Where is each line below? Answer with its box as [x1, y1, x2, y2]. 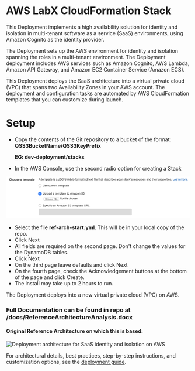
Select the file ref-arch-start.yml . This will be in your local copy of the [14, 224, 184, 231]
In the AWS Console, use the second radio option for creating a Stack [14, 165, 182, 172]
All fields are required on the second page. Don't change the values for [14, 242, 186, 250]
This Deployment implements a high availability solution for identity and [6, 23, 178, 30]
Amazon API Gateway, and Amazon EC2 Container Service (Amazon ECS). [6, 66, 185, 73]
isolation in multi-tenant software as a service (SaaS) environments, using [6, 29, 184, 36]
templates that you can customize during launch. [6, 96, 124, 103]
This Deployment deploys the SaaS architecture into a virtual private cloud [6, 77, 185, 84]
